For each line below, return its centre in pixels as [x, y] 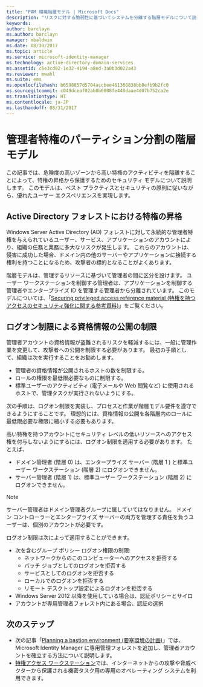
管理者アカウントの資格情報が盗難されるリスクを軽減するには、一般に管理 [99, 343]
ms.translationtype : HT [36, 96]
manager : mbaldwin [29, 40]
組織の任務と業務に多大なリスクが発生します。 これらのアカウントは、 [104, 247]
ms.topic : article [29, 52]
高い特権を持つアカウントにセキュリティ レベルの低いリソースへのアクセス [99, 434]
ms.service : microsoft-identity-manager [58, 57]
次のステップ [30, 624]
